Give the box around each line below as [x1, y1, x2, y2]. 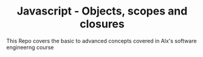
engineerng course [6, 44, 54, 51]
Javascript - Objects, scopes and [16, 4, 188, 18]
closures [80, 17, 125, 31]
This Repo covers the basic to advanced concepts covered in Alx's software [6, 37, 197, 44]
